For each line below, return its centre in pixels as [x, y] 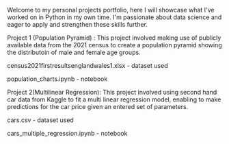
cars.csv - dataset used [40, 120]
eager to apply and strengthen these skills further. [78, 24]
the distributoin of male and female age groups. [74, 52]
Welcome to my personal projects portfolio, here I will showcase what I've [111, 10]
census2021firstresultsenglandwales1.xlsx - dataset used [88, 65]
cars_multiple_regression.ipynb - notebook [67, 133]
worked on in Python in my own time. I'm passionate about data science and [114, 17]
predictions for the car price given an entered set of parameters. [98, 107]
